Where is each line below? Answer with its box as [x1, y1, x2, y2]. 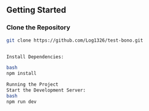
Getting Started [6, 5, 67, 15]
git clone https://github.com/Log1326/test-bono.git [6, 37, 144, 44]
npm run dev [6, 98, 37, 105]
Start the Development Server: [6, 87, 86, 94]
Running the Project [6, 82, 59, 88]
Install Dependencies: [6, 53, 64, 60]
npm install [6, 71, 37, 77]
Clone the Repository [6, 23, 71, 32]
